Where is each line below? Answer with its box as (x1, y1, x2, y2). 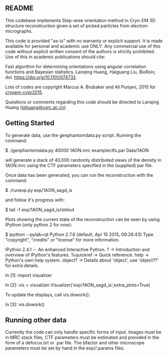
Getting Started (5, 119, 55, 128)
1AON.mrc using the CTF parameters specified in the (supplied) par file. (5, 162, 153, 168)
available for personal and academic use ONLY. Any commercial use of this (5, 43, 161, 49)
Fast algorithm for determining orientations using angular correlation (5, 63, 146, 69)
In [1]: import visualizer (5, 272, 53, 278)
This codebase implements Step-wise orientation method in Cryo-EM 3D (5, 17, 155, 23)
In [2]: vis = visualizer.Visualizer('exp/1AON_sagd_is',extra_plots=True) (5, 282, 150, 288)
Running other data (5, 316, 67, 324)
